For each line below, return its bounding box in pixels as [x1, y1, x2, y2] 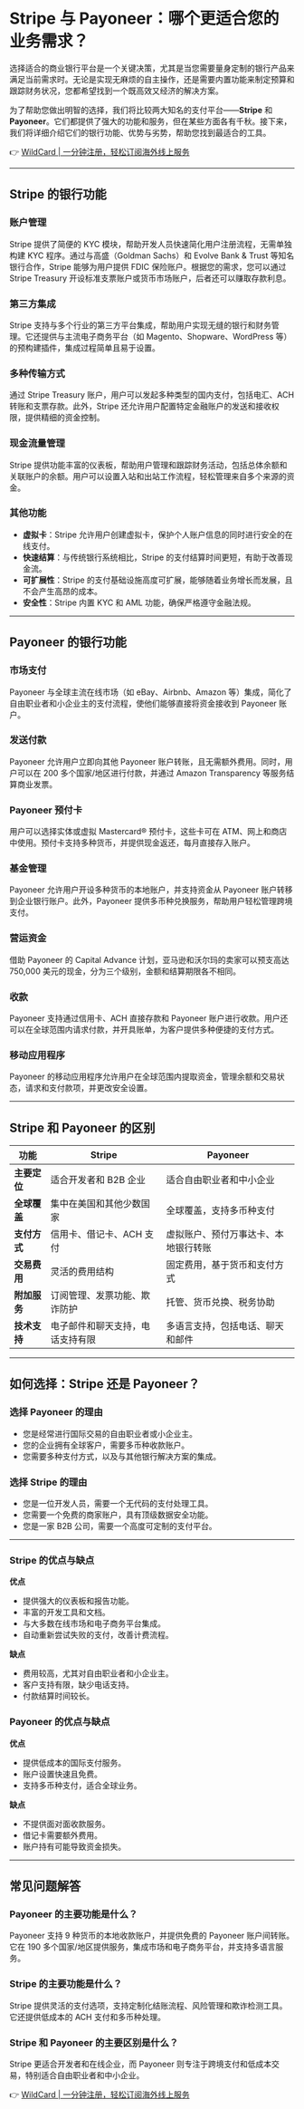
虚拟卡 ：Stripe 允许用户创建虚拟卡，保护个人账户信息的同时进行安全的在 [22, 529, 293, 540]
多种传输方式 [9, 367, 66, 380]
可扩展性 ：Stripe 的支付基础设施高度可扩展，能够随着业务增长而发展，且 [22, 574, 293, 585]
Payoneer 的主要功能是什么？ [9, 1908, 138, 1921]
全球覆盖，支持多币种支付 [166, 1204, 276, 1217]
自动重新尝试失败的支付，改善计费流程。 [22, 1630, 174, 1641]
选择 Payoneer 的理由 [9, 1406, 104, 1419]
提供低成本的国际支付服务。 [22, 1757, 127, 1767]
